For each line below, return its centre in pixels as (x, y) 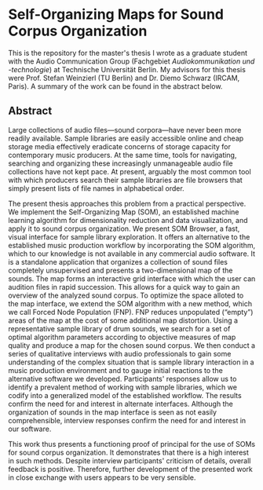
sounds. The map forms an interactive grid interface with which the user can (132, 278)
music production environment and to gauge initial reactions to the (116, 370)
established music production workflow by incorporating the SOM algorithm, (132, 245)
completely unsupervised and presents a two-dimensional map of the (121, 270)
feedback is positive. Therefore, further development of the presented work (130, 469)
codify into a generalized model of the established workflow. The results (125, 395)
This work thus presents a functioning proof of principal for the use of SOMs (132, 444)
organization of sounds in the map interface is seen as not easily (113, 412)
